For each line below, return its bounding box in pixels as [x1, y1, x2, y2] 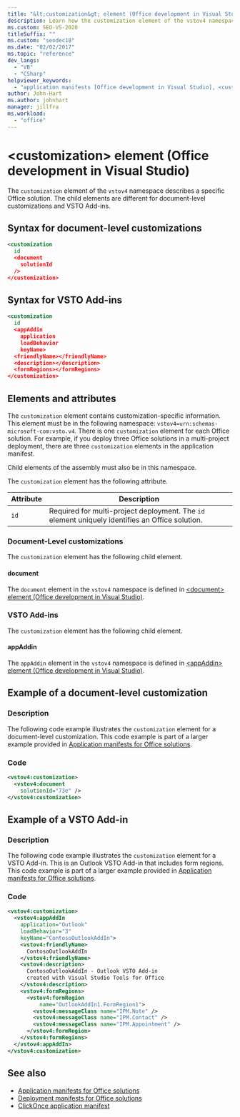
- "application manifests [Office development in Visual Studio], [14, 84, 216, 91]
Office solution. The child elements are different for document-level [7, 194, 206, 202]
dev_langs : [7, 57, 40, 64]
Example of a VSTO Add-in [7, 813, 129, 826]
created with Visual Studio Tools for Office [26, 974, 164, 982]
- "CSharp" [14, 70, 46, 77]
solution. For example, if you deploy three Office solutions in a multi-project [7, 434, 230, 443]
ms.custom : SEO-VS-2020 [7, 24, 79, 31]
